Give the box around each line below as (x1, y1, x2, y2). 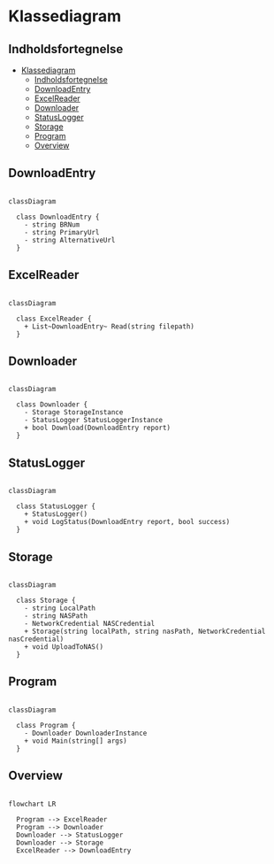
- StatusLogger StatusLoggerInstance (24, 416, 164, 425)
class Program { (16, 721, 76, 729)
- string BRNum (24, 220, 80, 229)
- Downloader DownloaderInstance (24, 729, 148, 737)
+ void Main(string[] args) (24, 737, 127, 745)
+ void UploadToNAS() (24, 643, 103, 652)
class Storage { (16, 596, 76, 606)
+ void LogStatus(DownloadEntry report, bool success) (24, 518, 231, 527)
